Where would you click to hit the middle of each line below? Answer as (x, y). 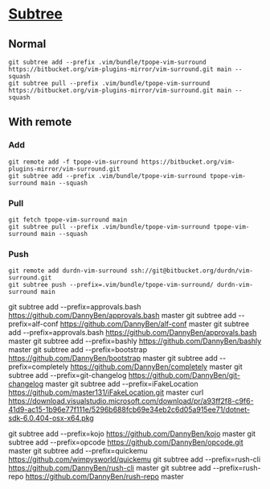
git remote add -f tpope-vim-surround (73, 162)
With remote (40, 122)
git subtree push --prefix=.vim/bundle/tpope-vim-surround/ (111, 285)
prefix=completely (39, 367)
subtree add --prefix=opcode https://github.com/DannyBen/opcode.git (126, 442)
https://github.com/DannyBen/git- (184, 375)
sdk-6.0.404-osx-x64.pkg (51, 418)
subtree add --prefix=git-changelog (67, 375)
